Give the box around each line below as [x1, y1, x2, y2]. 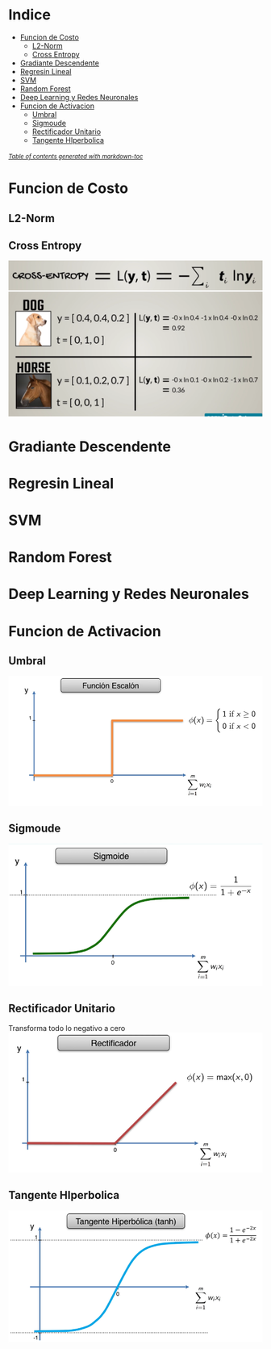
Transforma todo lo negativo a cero [8, 1023, 126, 1033]
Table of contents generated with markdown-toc [8, 152, 144, 161]
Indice [8, 6, 51, 24]
